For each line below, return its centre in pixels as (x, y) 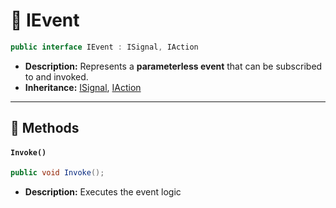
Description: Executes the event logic (103, 192)
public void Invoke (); (57, 173)
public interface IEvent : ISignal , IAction (104, 47)
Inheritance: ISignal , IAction (83, 87)
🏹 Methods (45, 128)
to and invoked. (56, 76)
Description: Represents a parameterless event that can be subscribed (173, 66)
